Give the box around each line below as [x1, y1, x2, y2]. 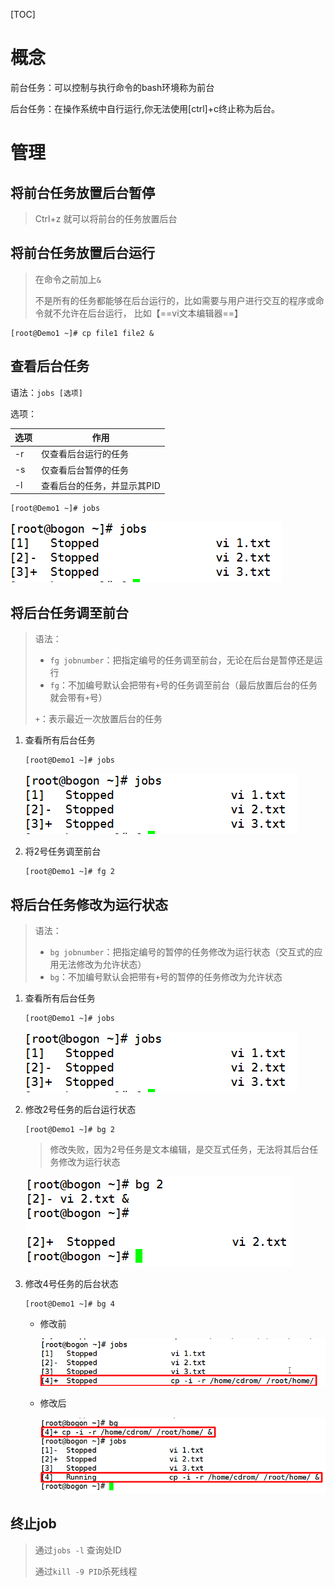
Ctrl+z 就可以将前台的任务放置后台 [34, 212, 178, 224]
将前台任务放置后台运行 [10, 245, 155, 262]
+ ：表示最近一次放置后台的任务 [34, 713, 163, 725]
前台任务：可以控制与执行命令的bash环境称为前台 [10, 81, 215, 93]
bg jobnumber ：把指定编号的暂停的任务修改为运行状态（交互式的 [49, 945, 315, 958]
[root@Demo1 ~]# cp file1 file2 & [10, 328, 155, 338]
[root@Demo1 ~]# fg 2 [24, 867, 115, 877]
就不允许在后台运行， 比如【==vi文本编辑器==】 [43, 307, 244, 319]
